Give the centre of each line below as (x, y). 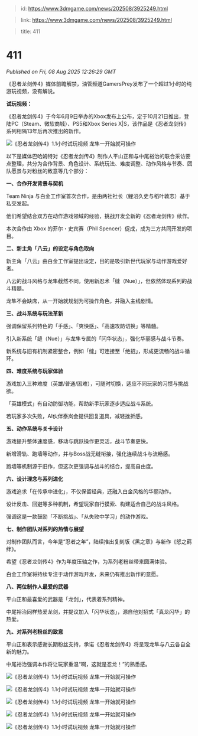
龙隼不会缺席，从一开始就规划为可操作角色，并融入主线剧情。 (81, 301)
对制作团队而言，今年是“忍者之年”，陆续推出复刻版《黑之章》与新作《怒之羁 (99, 541)
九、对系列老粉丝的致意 (35, 631)
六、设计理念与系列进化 (35, 478)
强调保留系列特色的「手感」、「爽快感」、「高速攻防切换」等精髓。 (84, 326)
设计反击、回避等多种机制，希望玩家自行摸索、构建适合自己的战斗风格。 (94, 504)
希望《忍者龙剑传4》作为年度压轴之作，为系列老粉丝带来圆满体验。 (88, 561)
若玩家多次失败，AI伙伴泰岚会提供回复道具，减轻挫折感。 (76, 416)
